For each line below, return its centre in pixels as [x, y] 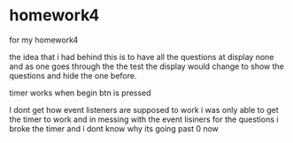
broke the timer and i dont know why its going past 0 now [114, 128]
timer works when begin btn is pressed [81, 93]
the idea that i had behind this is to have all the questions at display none [142, 56]
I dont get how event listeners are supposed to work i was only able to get [144, 109]
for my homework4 [44, 40]
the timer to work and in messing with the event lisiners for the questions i [144, 119]
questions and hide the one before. [73, 75]
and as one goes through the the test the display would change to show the [147, 66]
